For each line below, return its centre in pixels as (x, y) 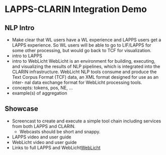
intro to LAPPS (27, 56)
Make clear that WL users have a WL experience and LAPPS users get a (87, 40)
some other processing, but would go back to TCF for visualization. (82, 50)
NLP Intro (20, 28)
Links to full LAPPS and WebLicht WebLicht (56, 147)
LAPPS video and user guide (41, 137)
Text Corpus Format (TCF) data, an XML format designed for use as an (85, 77)
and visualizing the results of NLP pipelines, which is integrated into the (86, 66)
